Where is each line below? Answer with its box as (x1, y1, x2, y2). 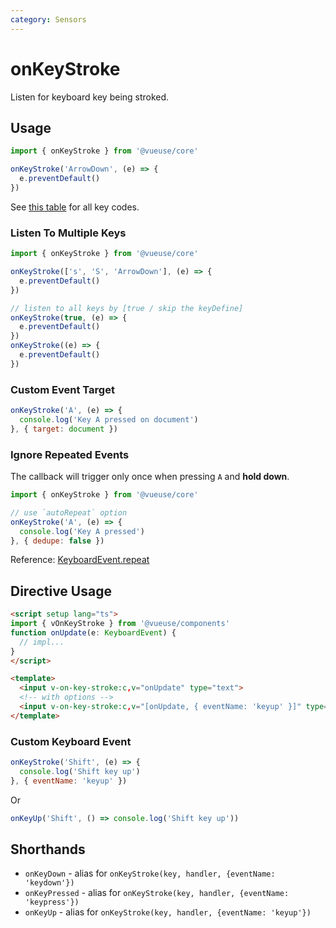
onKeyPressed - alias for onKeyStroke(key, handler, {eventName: (24, 887, 290, 899)
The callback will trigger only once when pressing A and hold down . (10, 471, 290, 483)
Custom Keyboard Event (10, 734, 132, 748)
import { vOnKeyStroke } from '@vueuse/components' (10, 619, 230, 629)
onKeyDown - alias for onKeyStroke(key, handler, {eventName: (24, 867, 276, 880)
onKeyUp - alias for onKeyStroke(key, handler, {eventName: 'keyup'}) (24, 906, 312, 918)
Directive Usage (10, 582, 112, 600)
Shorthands (10, 841, 86, 858)
